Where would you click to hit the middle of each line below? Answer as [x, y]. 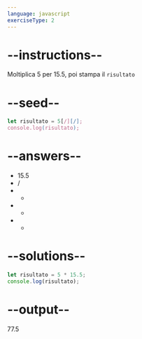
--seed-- [34, 103]
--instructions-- [55, 55]
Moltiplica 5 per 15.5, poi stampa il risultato [71, 74]
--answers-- [44, 156]
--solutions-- [47, 256]
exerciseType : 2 [31, 20]
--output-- [38, 309]
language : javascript [39, 14]
